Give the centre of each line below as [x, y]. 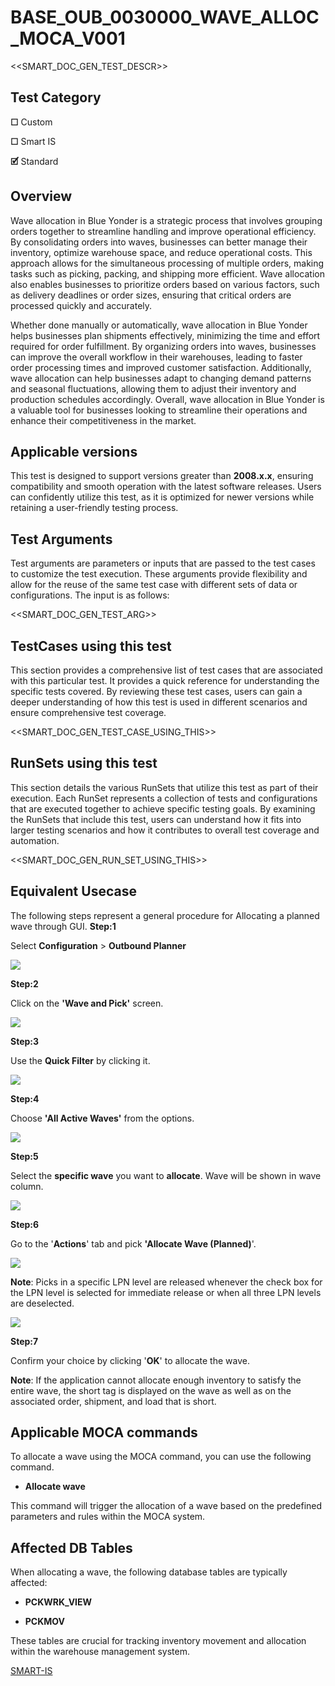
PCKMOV [45, 1622]
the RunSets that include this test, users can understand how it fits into [156, 819]
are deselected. [42, 1303]
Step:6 [25, 1224]
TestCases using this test [91, 646]
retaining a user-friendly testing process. [94, 508]
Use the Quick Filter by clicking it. [80, 1060]
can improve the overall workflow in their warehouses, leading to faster [156, 357]
